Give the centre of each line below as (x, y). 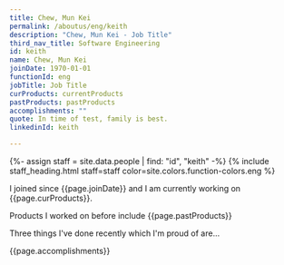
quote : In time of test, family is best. (89, 119)
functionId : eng (40, 77)
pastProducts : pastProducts (63, 102)
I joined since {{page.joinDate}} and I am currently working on (125, 188)
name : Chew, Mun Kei (49, 60)
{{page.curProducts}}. (51, 198)
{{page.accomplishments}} (60, 251)
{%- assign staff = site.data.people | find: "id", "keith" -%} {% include (139, 161)
